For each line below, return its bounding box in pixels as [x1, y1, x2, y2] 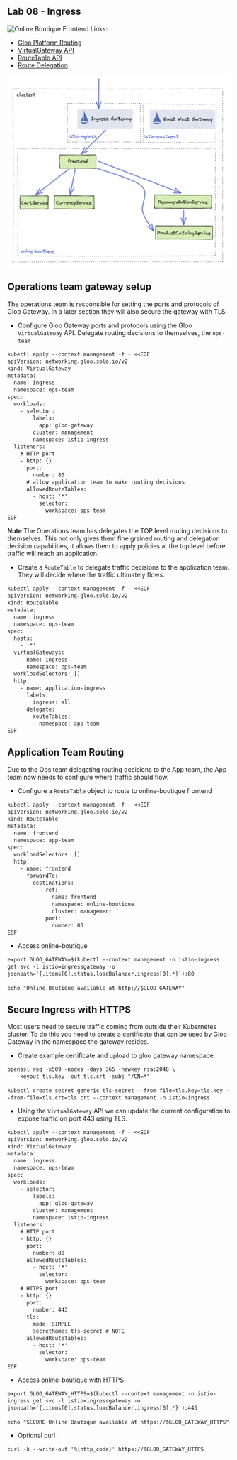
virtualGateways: [13, 649, 65, 656]
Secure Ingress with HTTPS [7, 1003, 131, 1015]
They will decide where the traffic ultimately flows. [17, 570, 165, 579]
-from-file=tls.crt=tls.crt [7, 1094, 91, 1101]
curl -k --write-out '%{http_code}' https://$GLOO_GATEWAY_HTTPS [7, 1446, 204, 1453]
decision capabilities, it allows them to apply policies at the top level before [7, 541, 226, 550]
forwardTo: [25, 872, 59, 879]
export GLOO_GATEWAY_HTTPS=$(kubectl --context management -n [7, 1390, 195, 1398]
